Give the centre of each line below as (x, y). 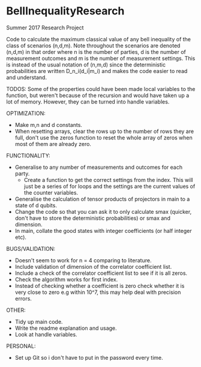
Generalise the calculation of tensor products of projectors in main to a (102, 199)
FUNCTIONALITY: (28, 155)
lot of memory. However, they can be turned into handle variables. (88, 101)
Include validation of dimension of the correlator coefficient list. (93, 266)
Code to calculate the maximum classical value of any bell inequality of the (98, 39)
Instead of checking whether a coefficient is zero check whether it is (100, 286)
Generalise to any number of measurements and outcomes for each (99, 167)
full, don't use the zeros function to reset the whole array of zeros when (104, 137)
